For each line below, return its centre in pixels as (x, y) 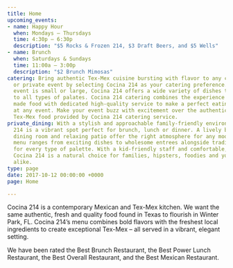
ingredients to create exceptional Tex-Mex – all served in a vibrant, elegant (114, 229)
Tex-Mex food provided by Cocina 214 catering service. (96, 117)
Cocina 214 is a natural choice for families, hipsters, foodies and (116, 156)
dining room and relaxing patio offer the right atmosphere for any (114, 136)
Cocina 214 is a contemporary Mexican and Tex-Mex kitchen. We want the (113, 207)
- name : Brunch (29, 53)
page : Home (23, 181)
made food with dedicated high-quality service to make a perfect (111, 104)
